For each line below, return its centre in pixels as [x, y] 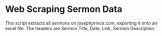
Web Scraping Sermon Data [64, 9]
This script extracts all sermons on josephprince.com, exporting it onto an [81, 23]
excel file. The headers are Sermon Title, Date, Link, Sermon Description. [80, 28]
